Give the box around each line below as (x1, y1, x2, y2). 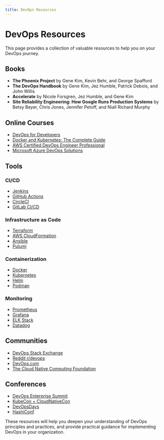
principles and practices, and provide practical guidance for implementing (5, 424, 156, 430)
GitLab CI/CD (12, 204, 40, 210)
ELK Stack (12, 317, 34, 323)
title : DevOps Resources (5, 7, 56, 12)
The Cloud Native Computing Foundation (12, 366, 96, 372)
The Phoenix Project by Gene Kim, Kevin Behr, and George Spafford (12, 78, 152, 84)
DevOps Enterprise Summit (12, 393, 68, 399)
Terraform (12, 228, 33, 234)
